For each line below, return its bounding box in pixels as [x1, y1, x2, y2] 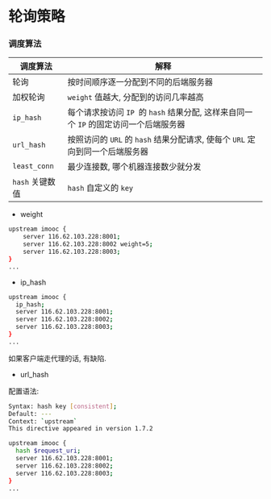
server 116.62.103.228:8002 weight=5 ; [23, 240, 153, 248]
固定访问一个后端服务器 [96, 119, 186, 130]
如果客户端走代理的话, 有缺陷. [8, 353, 107, 363]
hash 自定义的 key [67, 182, 134, 193]
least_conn [12, 162, 54, 171]
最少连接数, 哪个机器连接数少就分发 [67, 161, 202, 173]
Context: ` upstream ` [8, 417, 78, 426]
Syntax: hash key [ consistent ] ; [8, 402, 117, 410]
